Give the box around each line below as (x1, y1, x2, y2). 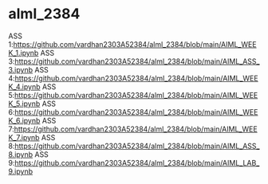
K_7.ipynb (8, 132, 40, 142)
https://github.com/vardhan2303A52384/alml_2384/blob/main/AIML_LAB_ (14, 158, 260, 167)
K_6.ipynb (8, 115, 41, 125)
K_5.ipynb (8, 99, 41, 108)
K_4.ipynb (8, 81, 41, 92)
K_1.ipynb (8, 48, 39, 57)
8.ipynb (8, 149, 33, 159)
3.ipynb (8, 65, 33, 74)
